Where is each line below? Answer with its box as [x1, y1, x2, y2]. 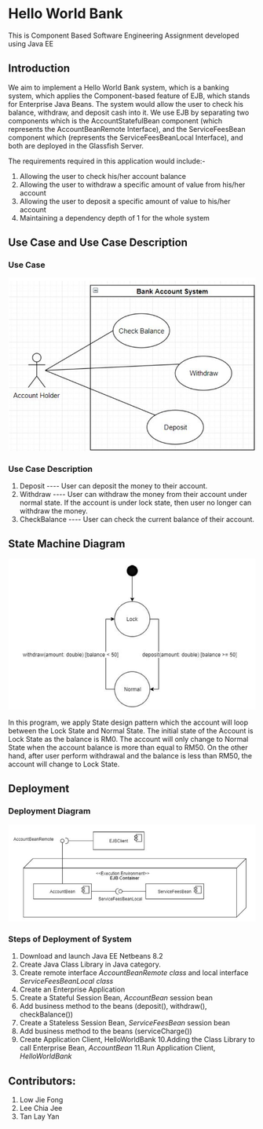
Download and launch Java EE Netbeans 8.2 [19, 952, 163, 961]
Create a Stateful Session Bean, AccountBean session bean [19, 993, 214, 1003]
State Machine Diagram [8, 537, 126, 550]
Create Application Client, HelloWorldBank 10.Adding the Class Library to [19, 1035, 255, 1044]
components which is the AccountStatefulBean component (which [8, 115, 223, 126]
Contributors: [8, 1074, 76, 1087]
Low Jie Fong [19, 1095, 64, 1105]
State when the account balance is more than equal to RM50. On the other [8, 743, 248, 752]
